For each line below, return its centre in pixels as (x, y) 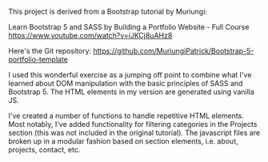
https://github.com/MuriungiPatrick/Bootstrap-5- (174, 51)
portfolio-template (38, 59)
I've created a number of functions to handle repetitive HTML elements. (126, 116)
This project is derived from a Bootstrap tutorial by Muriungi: (108, 12)
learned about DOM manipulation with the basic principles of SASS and (126, 83)
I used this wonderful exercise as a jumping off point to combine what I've (130, 75)
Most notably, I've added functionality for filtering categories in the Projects (133, 124)
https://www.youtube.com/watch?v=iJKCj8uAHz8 (90, 36)
